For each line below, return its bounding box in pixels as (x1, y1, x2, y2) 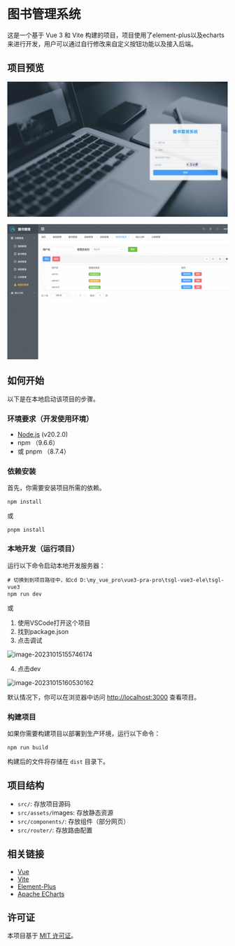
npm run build (7, 744, 49, 751)
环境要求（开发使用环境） (7, 414, 94, 423)
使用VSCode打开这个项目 (17, 619, 91, 627)
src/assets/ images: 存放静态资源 (17, 808, 114, 817)
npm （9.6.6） (17, 439, 59, 447)
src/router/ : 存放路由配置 (17, 826, 93, 834)
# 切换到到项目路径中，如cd (7, 577, 78, 584)
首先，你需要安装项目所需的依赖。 (7, 483, 106, 492)
